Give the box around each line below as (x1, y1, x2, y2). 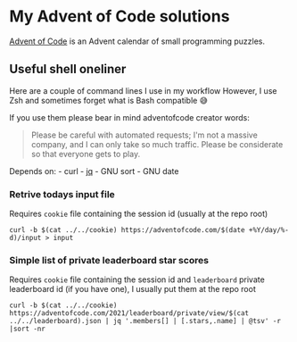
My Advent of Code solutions (9, 6, 230, 27)
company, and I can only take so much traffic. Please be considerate (30, 138, 284, 149)
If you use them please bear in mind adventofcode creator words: (9, 112, 250, 122)
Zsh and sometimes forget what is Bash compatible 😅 (9, 95, 208, 105)
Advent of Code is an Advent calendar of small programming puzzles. (9, 36, 266, 46)
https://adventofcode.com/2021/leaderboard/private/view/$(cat (9, 309, 250, 318)
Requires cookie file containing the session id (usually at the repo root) (9, 208, 268, 220)
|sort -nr (9, 324, 46, 334)
